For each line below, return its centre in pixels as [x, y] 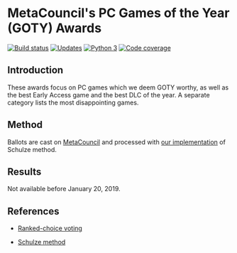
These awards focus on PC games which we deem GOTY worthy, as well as [118, 87]
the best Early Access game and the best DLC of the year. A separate [109, 95]
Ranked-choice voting [50, 228]
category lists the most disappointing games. [73, 102]
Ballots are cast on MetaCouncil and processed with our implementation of [116, 142]
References [33, 211]
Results [24, 172]
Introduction [35, 70]
